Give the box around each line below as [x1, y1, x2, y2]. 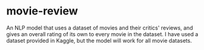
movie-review [6, 4, 78, 18]
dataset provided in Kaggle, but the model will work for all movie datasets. [6, 37, 192, 44]
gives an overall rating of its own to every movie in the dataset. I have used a [6, 30, 199, 37]
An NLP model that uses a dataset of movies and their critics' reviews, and [6, 24, 193, 31]
